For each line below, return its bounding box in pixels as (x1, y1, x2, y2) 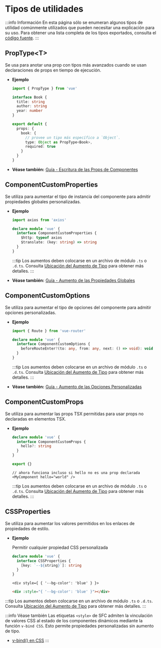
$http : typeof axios (21, 235, 62, 240)
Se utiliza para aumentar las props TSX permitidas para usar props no (5, 411, 144, 417)
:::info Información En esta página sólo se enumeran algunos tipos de (5, 19, 143, 25)
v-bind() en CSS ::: (12, 638, 49, 643)
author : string (16, 104, 47, 109)
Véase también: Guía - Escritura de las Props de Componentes (12, 166, 138, 172)
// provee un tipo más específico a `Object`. (25, 135, 121, 140)
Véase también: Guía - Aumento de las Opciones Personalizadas (12, 384, 142, 389)
